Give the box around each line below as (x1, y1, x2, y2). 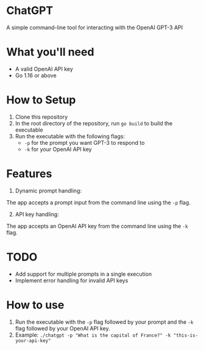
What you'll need (6, 45, 94, 59)
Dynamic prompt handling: (15, 187, 82, 194)
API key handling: (15, 211, 59, 218)
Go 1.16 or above (15, 71, 57, 79)
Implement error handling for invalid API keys (15, 276, 128, 284)
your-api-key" (15, 337, 51, 344)
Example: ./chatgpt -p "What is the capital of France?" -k (15, 331, 171, 338)
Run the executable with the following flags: (15, 132, 125, 140)
